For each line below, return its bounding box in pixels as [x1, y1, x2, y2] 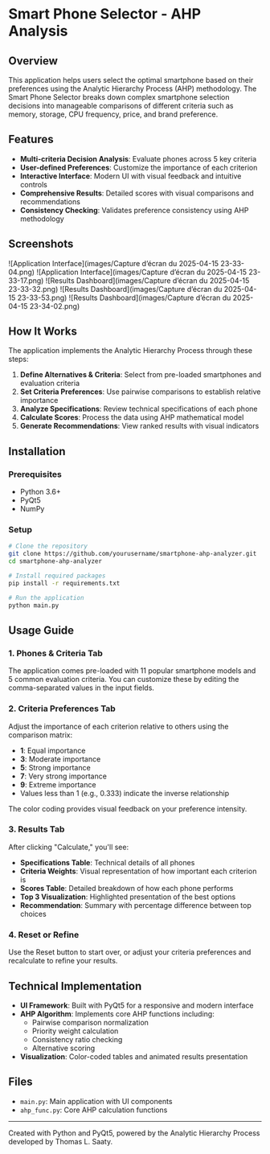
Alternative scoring [31, 1043, 96, 1053]
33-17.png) [8, 275, 44, 285]
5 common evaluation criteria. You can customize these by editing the [8, 675, 239, 684]
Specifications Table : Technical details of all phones [19, 857, 195, 867]
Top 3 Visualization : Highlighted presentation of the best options [19, 892, 236, 901]
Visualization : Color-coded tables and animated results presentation [19, 1051, 248, 1062]
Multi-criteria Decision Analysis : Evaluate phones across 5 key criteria [19, 154, 257, 163]
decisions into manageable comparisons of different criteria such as [8, 101, 234, 110]
